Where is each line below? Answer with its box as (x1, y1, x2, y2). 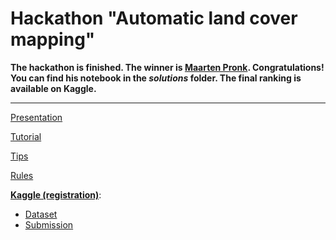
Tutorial (10, 130, 42, 142)
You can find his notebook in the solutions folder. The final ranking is (10, 72, 302, 84)
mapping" (10, 28, 96, 51)
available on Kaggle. (10, 82, 97, 94)
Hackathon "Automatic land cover (10, 7, 298, 30)
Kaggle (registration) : (10, 188, 102, 201)
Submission (24, 218, 74, 231)
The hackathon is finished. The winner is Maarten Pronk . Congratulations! (10, 61, 325, 73)
